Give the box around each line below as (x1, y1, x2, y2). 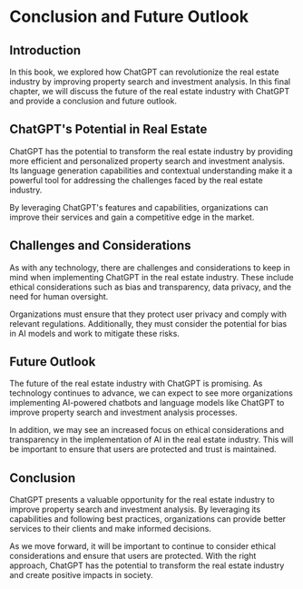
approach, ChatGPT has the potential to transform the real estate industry (9, 560, 285, 571)
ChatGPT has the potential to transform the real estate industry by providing (9, 145, 293, 156)
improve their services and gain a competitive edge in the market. (9, 211, 255, 222)
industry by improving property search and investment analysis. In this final (9, 76, 291, 87)
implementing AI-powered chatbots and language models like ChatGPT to (9, 398, 285, 408)
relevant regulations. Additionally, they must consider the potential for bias (9, 318, 288, 329)
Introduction (9, 43, 82, 58)
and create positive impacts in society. (9, 570, 153, 581)
